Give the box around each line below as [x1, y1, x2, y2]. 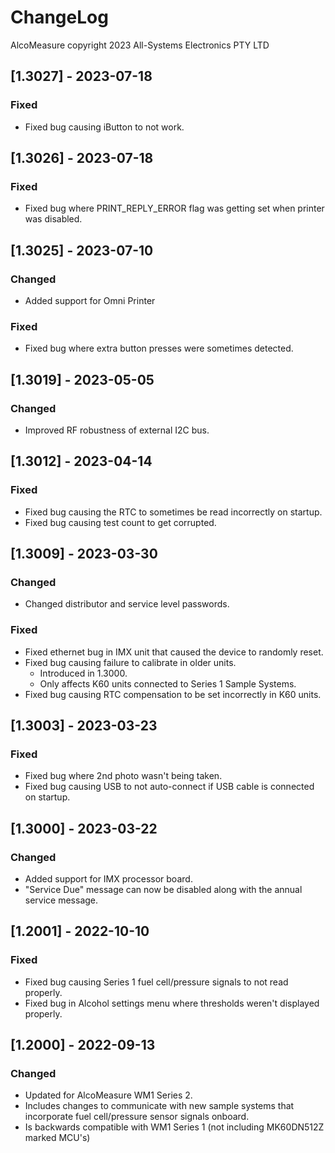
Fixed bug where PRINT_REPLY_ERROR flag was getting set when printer [24, 202, 325, 215]
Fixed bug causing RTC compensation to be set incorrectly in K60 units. [24, 688, 322, 700]
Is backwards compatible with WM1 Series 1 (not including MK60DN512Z [24, 1121, 325, 1133]
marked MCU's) [24, 1132, 91, 1144]
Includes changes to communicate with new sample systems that [24, 1100, 295, 1112]
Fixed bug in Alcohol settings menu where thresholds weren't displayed [24, 997, 320, 1009]
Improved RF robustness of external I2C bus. [24, 424, 210, 436]
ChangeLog [10, 6, 109, 29]
